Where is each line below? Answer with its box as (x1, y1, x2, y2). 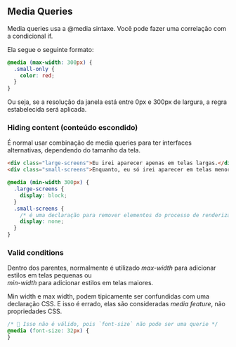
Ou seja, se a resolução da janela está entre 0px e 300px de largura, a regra (7, 98, 227, 106)
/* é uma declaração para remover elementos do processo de (20, 211, 199, 218)
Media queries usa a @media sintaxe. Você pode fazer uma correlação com (7, 24, 227, 32)
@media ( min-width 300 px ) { (7, 179, 90, 186)
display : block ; (20, 192, 68, 199)
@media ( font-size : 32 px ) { (7, 327, 90, 334)
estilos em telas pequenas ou (7, 271, 93, 280)
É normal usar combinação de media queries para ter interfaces (7, 138, 192, 147)
